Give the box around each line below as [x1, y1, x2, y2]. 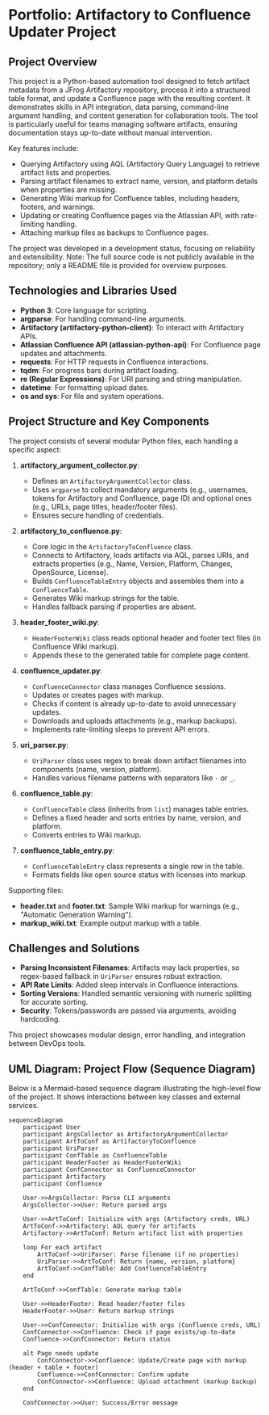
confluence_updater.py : [19, 666, 103, 675]
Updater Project [8, 23, 117, 41]
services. [8, 1101, 39, 1111]
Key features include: [8, 144, 79, 153]
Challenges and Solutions [8, 942, 140, 955]
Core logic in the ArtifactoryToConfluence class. [31, 541, 193, 551]
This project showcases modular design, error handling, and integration [8, 1030, 246, 1039]
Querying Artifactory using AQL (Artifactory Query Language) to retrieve [19, 159, 260, 169]
